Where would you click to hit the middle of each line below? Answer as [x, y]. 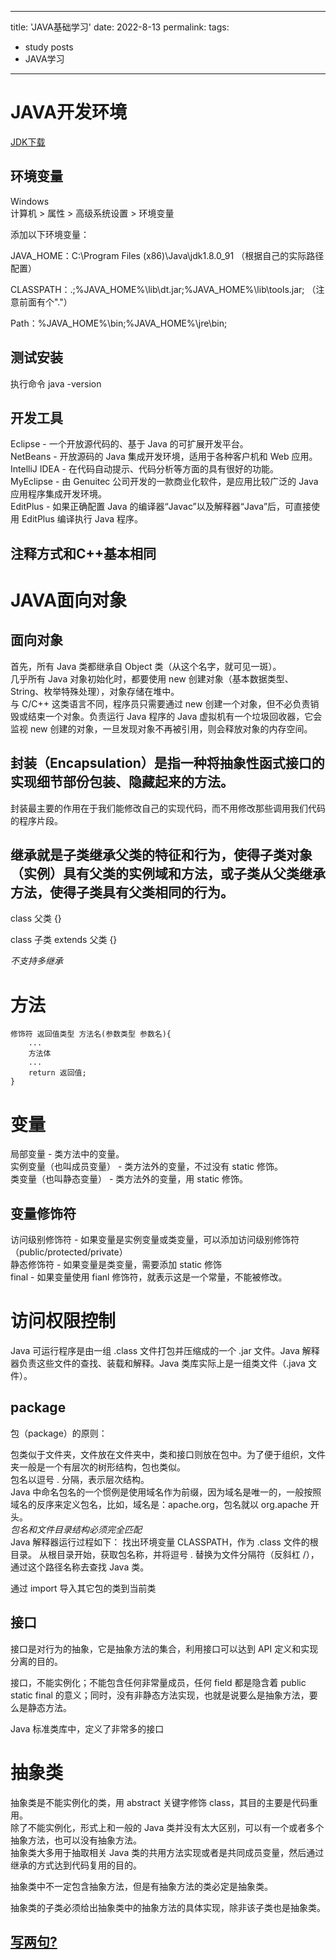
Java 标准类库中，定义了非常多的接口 [87, 1728]
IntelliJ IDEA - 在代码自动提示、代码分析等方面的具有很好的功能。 [144, 469]
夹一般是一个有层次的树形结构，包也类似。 [98, 1467]
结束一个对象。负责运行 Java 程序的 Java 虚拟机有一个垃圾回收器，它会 [175, 716]
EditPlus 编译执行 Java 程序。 [82, 519]
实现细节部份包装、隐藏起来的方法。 [122, 782]
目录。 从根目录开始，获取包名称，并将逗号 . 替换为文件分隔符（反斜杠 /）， [165, 1554]
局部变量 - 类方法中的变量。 [67, 1154]
